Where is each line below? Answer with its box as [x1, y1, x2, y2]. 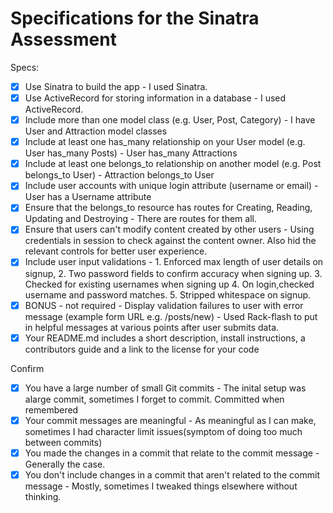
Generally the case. [24, 458, 106, 470]
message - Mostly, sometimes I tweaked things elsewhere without [24, 480, 298, 492]
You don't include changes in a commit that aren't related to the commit [24, 468, 320, 481]
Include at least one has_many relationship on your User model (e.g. [24, 136, 306, 148]
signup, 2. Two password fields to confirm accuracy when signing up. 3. [24, 267, 323, 279]
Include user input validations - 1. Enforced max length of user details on [24, 256, 324, 268]
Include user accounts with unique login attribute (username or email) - [24, 180, 319, 192]
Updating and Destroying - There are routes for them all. [24, 213, 257, 225]
